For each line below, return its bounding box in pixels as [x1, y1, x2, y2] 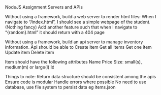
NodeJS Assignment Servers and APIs [5, 4, 83, 10]
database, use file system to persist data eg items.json [5, 84, 116, 90]
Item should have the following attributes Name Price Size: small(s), [5, 59, 142, 64]
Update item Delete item [5, 49, 54, 55]
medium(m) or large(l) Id [5, 64, 55, 70]
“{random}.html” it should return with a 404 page [5, 30, 105, 35]
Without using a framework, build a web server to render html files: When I [5, 14, 157, 19]
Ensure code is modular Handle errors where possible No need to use [5, 79, 147, 85]
